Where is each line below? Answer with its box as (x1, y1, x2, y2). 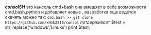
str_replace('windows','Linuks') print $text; (5, 24, 90, 30)
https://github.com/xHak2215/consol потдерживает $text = (5, 19, 126, 25)
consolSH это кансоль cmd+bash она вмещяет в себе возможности (5, 4, 147, 10)
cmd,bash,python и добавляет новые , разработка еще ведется (5, 9, 136, 15)
